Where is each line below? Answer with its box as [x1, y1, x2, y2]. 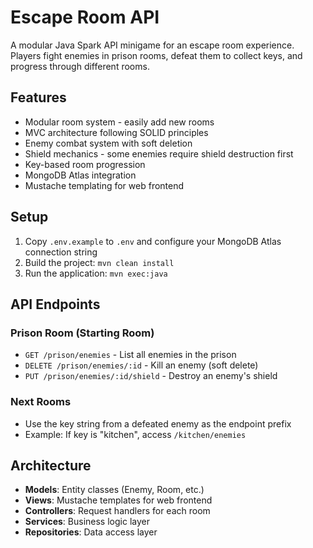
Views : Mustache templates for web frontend [24, 494, 213, 506]
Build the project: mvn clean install [24, 256, 175, 268]
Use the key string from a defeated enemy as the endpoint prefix [24, 417, 292, 430]
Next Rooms [10, 395, 72, 409]
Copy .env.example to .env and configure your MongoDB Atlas [24, 235, 282, 247]
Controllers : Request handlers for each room [24, 505, 211, 517]
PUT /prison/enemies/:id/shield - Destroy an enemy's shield [24, 370, 278, 382]
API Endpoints [10, 296, 101, 313]
